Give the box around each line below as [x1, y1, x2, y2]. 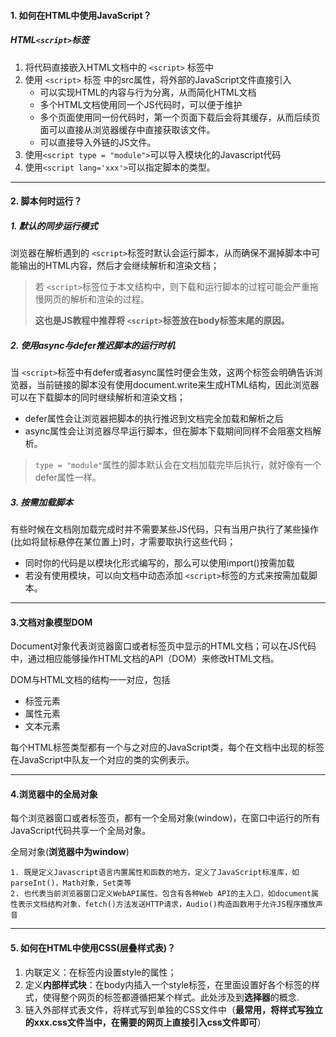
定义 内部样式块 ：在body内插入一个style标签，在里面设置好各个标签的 [24, 978, 312, 990]
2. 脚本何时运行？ [10, 195, 83, 207]
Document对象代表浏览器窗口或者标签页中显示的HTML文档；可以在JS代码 [10, 640, 317, 652]
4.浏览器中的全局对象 [10, 788, 98, 800]
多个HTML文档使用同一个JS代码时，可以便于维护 [39, 98, 243, 110]
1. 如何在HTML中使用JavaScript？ [10, 9, 152, 21]
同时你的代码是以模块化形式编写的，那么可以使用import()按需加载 [24, 557, 295, 569]
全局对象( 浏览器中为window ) [10, 846, 130, 858]
